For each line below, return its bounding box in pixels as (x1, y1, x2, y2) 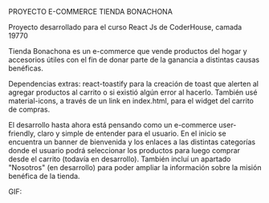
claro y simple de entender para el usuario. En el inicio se (37, 128, 226, 138)
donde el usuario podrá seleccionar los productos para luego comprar (8, 146, 241, 155)
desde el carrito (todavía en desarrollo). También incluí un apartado (8, 154, 231, 164)
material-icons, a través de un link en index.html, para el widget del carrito (8, 96, 255, 105)
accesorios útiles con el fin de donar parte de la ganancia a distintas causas (8, 55, 259, 64)
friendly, (8, 128, 36, 138)
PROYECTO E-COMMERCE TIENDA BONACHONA (8, 7, 173, 16)
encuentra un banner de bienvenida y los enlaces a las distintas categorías (8, 137, 255, 147)
